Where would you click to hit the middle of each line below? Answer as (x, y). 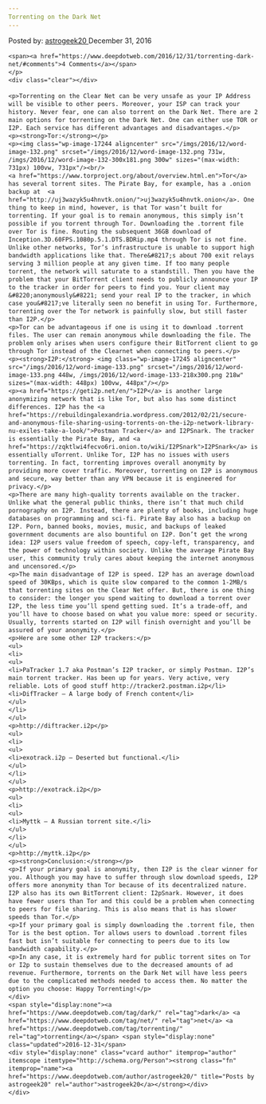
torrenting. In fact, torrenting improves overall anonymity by (117, 462)
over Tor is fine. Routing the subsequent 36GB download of (110, 231)
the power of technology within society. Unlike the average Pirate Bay (131, 550)
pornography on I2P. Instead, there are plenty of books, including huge (133, 510)
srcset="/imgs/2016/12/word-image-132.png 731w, (144, 151)
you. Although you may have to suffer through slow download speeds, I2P (133, 877)
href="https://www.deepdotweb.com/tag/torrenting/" (96, 1028)
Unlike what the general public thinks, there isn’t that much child (126, 502)
